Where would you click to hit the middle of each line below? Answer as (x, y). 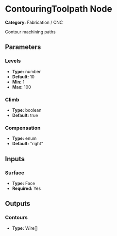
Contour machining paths (30, 32)
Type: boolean (27, 110)
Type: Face (24, 183)
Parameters (23, 47)
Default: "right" (28, 144)
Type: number (26, 71)
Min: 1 (18, 82)
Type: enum (24, 138)
